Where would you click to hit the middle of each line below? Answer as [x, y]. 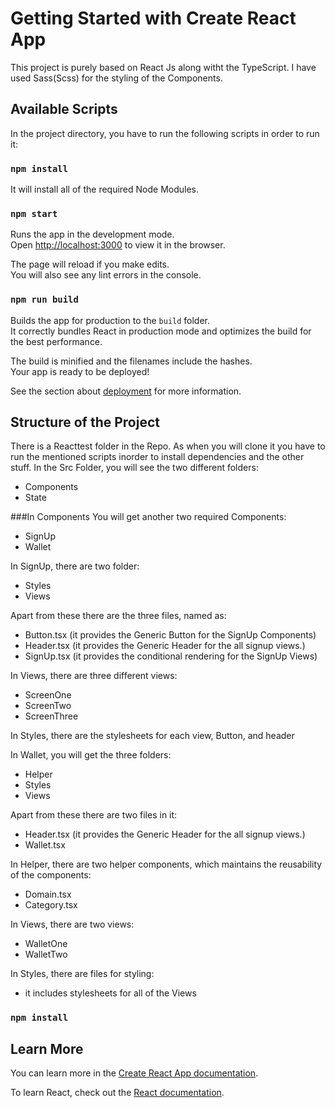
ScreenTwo [48, 706]
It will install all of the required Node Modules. [105, 189]
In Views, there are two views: [72, 924]
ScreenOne [48, 695]
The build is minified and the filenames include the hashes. [131, 361]
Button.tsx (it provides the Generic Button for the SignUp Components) [170, 635]
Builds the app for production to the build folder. [110, 320]
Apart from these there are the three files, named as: [118, 616]
